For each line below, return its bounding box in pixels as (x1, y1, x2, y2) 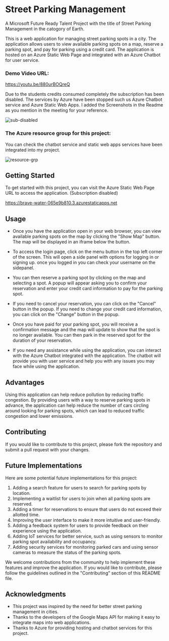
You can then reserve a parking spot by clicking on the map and (12, 275, 146, 281)
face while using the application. (12, 364, 80, 370)
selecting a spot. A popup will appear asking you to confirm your (12, 280, 147, 286)
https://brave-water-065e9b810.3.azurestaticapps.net (5, 200, 118, 206)
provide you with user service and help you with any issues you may (12, 358, 155, 364)
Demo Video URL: (5, 69, 49, 77)
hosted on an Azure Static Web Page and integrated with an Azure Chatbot (5, 52, 161, 58)
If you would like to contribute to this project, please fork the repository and (5, 441, 162, 447)
